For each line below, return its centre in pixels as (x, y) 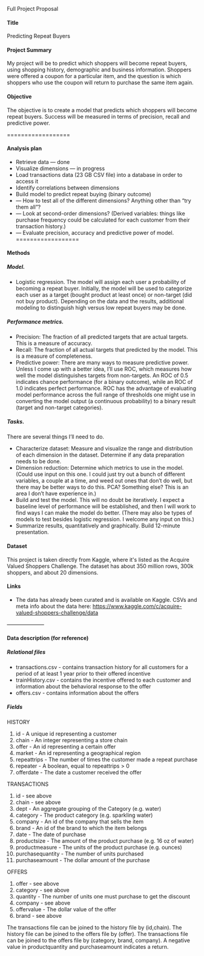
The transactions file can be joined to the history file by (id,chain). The (94, 928)
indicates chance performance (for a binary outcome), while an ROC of (104, 382)
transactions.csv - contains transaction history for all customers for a (102, 667)
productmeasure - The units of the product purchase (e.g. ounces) (99, 848)
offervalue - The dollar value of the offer (66, 909)
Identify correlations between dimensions (67, 188)
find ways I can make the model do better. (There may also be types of (104, 513)
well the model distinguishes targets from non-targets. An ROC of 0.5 (102, 375)
